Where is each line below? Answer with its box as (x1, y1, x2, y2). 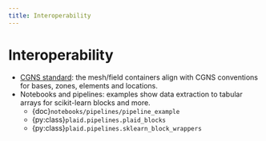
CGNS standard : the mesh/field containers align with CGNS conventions (19, 72, 259, 82)
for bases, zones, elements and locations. (19, 80, 159, 90)
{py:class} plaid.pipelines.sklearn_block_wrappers (31, 123, 202, 132)
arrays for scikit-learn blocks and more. (19, 97, 151, 108)
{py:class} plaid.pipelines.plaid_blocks (31, 115, 167, 124)
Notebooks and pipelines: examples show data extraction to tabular (19, 89, 243, 99)
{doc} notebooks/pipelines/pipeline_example (31, 106, 180, 116)
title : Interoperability (8, 11, 91, 20)
